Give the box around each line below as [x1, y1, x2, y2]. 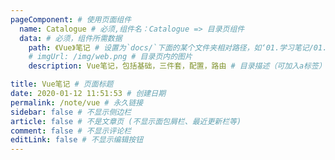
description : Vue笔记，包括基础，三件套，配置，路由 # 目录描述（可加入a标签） [28, 61, 327, 71]
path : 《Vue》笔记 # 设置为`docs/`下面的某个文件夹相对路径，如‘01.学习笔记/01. [28, 42, 328, 53]
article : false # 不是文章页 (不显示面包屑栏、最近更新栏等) [10, 116, 242, 126]
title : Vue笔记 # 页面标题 [10, 79, 114, 90]
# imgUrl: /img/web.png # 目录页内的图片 [28, 52, 193, 62]
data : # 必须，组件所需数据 [19, 33, 123, 43]
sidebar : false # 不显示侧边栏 [10, 107, 132, 117]
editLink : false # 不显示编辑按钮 [10, 135, 144, 145]
